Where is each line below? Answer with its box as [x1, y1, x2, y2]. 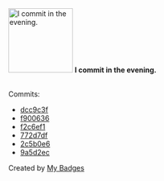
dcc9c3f [19, 105, 48, 114]
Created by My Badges [8, 163, 84, 172]
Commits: [8, 89, 40, 99]
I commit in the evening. [74, 65, 157, 75]
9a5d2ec [19, 148, 50, 157]
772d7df [19, 130, 48, 140]
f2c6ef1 [19, 122, 46, 131]
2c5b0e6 [19, 139, 51, 148]
